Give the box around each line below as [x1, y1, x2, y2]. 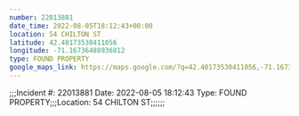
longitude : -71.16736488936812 [9, 46, 125, 55]
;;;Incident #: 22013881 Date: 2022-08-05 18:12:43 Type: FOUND [9, 87, 247, 98]
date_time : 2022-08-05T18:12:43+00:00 [9, 21, 153, 30]
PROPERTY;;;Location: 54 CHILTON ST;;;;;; [9, 96, 166, 107]
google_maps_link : [9, 63, 77, 72]
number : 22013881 [9, 12, 74, 22]
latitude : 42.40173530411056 [9, 37, 117, 47]
